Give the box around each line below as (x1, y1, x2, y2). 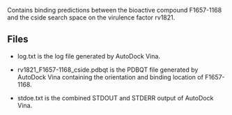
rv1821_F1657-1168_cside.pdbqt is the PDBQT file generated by (17, 66, 199, 74)
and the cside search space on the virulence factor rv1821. (7, 13, 176, 22)
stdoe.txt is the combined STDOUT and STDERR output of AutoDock (17, 93, 214, 102)
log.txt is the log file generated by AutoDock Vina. (17, 52, 160, 60)
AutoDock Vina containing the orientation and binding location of (17, 72, 204, 81)
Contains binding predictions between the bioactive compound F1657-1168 (7, 6, 222, 14)
